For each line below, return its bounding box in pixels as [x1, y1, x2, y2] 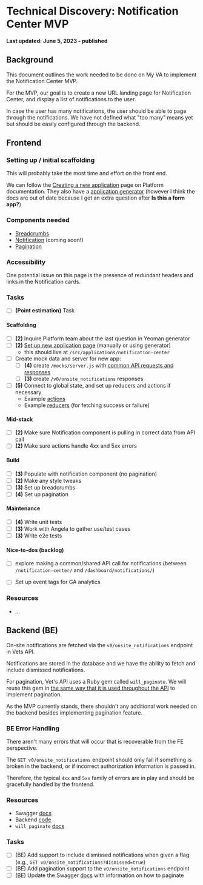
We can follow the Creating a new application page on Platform [6, 181, 164, 189]
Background [6, 55, 53, 65]
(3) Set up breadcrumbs [15, 483, 76, 491]
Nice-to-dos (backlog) [6, 546, 64, 553]
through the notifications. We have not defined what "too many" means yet [6, 113, 193, 121]
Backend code [15, 816, 52, 823]
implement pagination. [6, 690, 62, 698]
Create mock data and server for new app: [15, 355, 121, 362]
